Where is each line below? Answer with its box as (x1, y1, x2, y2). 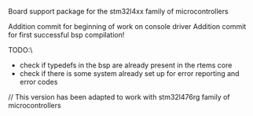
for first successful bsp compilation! (8, 31, 125, 39)
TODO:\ (8, 45, 33, 54)
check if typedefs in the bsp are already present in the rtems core (19, 60, 233, 70)
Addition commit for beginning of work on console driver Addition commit (8, 22, 247, 31)
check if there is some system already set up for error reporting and (19, 69, 240, 78)
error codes (19, 78, 58, 86)
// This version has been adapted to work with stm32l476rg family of (8, 92, 230, 101)
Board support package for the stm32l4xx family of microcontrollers (8, 7, 229, 16)
